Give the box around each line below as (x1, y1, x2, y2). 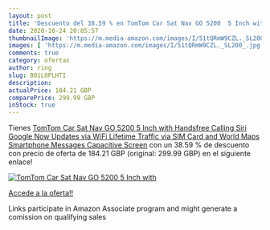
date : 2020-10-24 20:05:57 (8, 26, 99, 34)
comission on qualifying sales (8, 212, 107, 222)
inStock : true (8, 101, 56, 109)
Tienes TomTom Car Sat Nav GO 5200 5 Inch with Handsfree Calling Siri (8, 123, 247, 133)
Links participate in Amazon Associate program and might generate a (8, 204, 238, 213)
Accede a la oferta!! (8, 188, 74, 198)
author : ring (8, 64, 52, 72)
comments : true (8, 49, 59, 57)
